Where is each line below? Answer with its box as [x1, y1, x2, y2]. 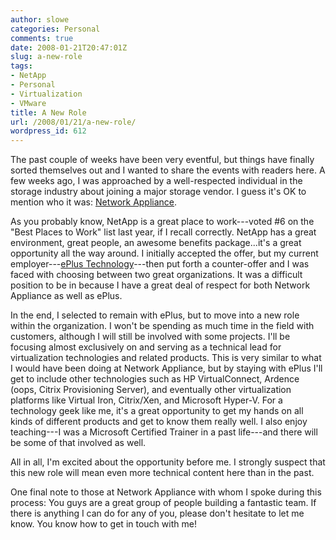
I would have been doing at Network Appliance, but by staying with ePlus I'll [10, 362, 323, 375]
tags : [10, 61, 33, 71]
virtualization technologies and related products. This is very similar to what [10, 352, 322, 364]
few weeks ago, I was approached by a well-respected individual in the [10, 175, 303, 187]
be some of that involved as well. [10, 437, 147, 449]
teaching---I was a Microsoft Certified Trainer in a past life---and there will [10, 426, 318, 438]
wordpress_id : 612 [10, 126, 87, 136]
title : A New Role [10, 107, 87, 118]
